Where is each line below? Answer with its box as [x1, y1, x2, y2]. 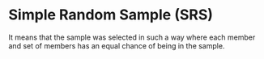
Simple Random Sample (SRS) [8, 6, 213, 24]
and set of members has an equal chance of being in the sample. [8, 40, 225, 50]
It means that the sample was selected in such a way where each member [8, 32, 256, 42]
